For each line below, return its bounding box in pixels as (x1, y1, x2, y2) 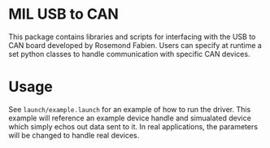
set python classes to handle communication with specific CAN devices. (8, 49, 250, 59)
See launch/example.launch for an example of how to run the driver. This (8, 104, 251, 114)
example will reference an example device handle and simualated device (8, 113, 252, 123)
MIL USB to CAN (8, 5, 120, 24)
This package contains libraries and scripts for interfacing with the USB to (8, 32, 256, 41)
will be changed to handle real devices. (8, 130, 140, 140)
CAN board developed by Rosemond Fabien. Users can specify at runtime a (8, 40, 262, 50)
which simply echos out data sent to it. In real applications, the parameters (8, 121, 259, 131)
